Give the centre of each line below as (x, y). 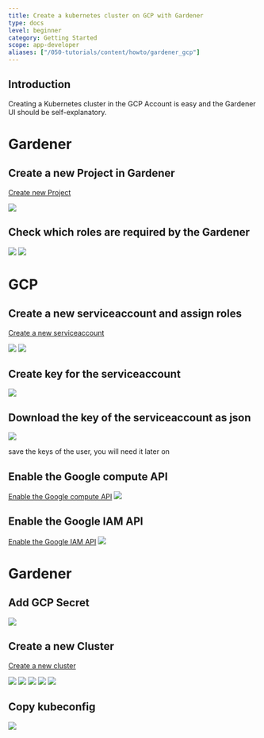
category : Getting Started (53, 38)
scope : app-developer (44, 45)
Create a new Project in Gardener (92, 173)
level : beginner (35, 30)
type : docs (26, 23)
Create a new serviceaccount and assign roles (125, 314)
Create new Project (40, 192)
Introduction (40, 85)
